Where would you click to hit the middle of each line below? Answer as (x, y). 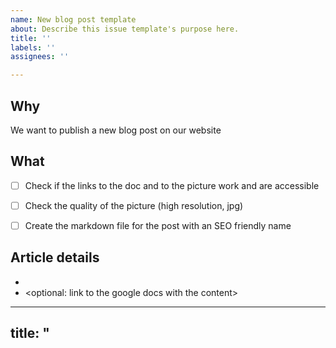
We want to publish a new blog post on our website (116, 130)
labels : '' (33, 47)
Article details (55, 257)
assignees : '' (40, 57)
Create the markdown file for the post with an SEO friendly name (158, 225)
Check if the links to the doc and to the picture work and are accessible (172, 185)
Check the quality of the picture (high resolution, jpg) (134, 205)
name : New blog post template (73, 19)
